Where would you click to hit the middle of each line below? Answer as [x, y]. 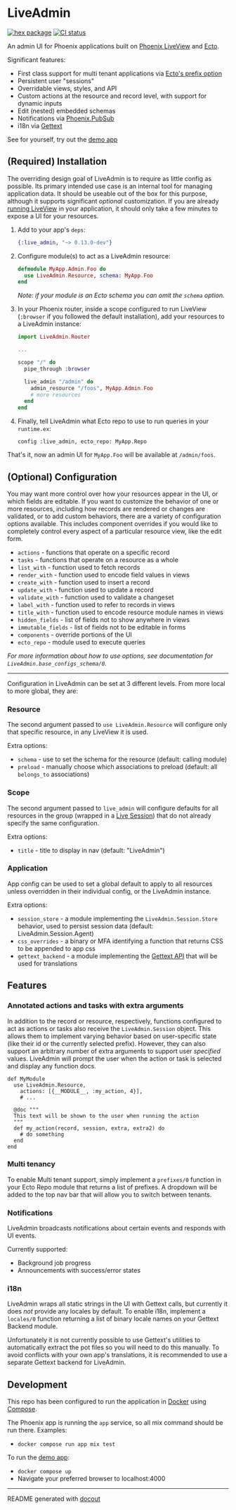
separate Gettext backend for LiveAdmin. [67, 1362]
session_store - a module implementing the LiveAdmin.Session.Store [117, 918]
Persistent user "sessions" [56, 81]
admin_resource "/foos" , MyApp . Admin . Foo [92, 388]
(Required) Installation [57, 162]
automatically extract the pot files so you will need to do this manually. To [113, 1347]
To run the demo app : [39, 1458]
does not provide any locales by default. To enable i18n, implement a [106, 1311]
